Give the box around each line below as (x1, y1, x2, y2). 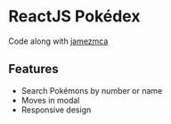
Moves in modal (20, 95, 80, 105)
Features (8, 62, 59, 77)
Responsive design (20, 104, 92, 115)
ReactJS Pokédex (8, 6, 141, 27)
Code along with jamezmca (8, 36, 109, 46)
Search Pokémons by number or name (20, 85, 163, 95)
